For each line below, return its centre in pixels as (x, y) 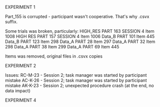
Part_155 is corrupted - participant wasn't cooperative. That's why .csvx (77, 16)
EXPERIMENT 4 (21, 100)
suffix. (11, 22)
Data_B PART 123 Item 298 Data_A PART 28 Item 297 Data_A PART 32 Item (80, 42)
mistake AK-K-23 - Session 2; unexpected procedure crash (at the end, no (80, 86)
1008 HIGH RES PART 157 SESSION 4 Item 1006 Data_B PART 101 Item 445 (80, 36)
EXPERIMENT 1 (20, 7)
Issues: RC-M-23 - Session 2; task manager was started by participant (76, 75)
